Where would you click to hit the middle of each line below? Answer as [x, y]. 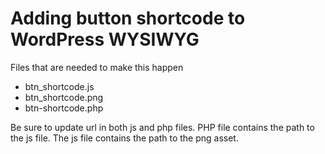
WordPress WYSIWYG [105, 39]
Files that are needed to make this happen [97, 67]
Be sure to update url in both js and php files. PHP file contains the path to [162, 127]
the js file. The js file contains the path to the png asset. [124, 138]
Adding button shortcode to [128, 18]
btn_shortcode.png [64, 97]
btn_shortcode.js [59, 86]
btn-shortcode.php [64, 108]
